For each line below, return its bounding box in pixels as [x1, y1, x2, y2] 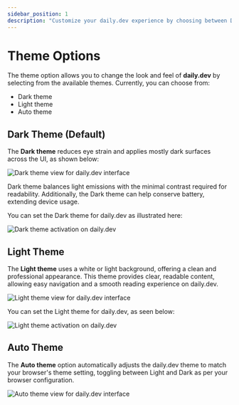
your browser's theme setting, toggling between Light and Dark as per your [7, 368, 228, 377]
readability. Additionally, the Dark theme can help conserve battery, [7, 190, 205, 199]
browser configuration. [7, 375, 75, 384]
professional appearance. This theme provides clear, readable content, [7, 272, 215, 281]
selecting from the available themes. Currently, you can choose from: [7, 79, 211, 88]
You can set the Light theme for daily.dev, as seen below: [7, 307, 175, 316]
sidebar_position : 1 [7, 10, 69, 18]
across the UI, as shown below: [7, 154, 100, 164]
